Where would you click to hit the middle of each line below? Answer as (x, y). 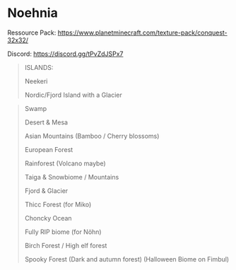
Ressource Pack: (32, 33)
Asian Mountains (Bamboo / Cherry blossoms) (92, 136)
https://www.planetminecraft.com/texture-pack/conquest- (142, 33)
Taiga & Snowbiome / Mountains (72, 177)
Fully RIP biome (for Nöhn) (63, 232)
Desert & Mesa (46, 122)
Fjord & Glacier (46, 190)
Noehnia (33, 13)
